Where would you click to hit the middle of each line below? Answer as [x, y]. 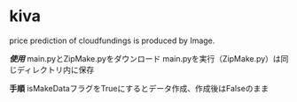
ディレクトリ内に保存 [55, 69]
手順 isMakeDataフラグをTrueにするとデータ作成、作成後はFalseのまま [139, 88]
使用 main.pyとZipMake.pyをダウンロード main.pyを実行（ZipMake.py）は [145, 58]
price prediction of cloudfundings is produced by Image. [112, 40]
